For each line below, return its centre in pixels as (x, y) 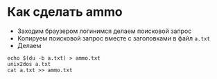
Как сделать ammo (65, 12)
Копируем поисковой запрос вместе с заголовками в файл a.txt (113, 38)
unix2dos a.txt (29, 64)
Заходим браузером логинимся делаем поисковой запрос (104, 31)
